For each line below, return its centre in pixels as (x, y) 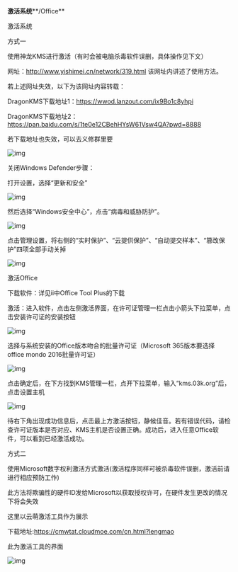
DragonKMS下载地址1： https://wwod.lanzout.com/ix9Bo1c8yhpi (100, 101)
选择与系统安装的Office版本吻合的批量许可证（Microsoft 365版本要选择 (111, 345)
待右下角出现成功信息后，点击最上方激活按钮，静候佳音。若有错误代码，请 (116, 421)
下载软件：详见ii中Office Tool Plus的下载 (66, 293)
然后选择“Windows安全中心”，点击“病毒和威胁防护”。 (85, 211)
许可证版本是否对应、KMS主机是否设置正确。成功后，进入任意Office (113, 430)
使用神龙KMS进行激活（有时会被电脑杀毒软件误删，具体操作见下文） (107, 56)
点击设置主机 (26, 392)
